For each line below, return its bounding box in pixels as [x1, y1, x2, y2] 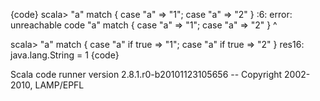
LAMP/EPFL [34, 79, 85, 91]
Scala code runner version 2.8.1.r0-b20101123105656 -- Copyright [10, 69, 283, 80]
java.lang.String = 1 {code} [10, 49, 120, 61]
